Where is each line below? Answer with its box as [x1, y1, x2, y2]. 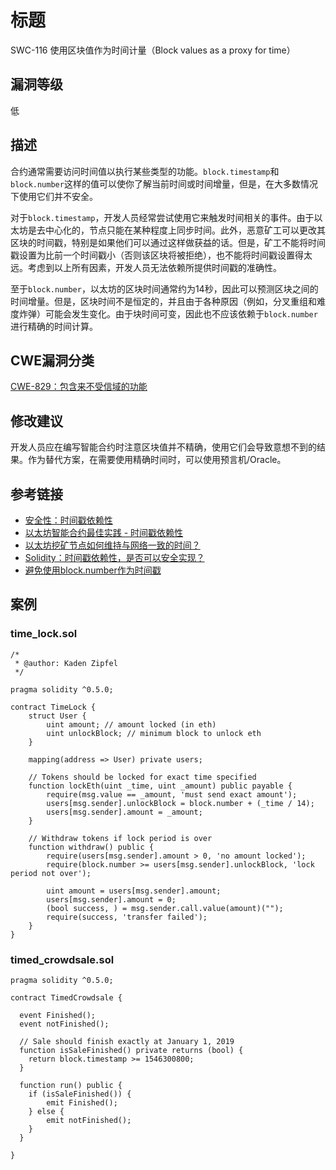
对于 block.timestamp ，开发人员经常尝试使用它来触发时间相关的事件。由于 [10, 211, 315, 223]
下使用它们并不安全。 [10, 190, 98, 202]
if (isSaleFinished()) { [28, 1089, 132, 1099]
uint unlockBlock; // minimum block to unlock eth [46, 728, 262, 738]
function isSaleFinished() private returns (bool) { [19, 1045, 244, 1055]
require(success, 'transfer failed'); [46, 912, 208, 922]
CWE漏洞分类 [10, 352, 95, 369]
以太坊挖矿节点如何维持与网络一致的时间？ [24, 539, 201, 551]
